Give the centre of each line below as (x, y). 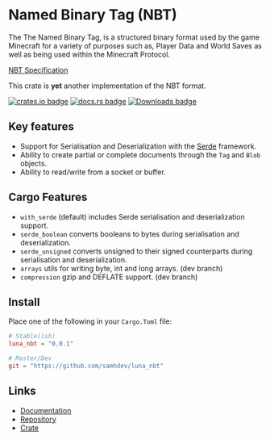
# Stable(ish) (32, 337)
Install (24, 302)
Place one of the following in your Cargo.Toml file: (90, 321)
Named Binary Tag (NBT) (93, 15)
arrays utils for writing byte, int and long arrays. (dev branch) (121, 268)
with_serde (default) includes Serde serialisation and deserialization (132, 216)
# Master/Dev (30, 358)
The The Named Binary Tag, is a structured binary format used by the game (134, 37)
